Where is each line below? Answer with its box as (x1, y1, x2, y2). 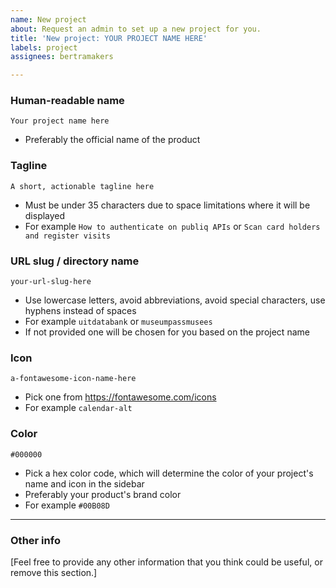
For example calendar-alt (24, 402, 133, 414)
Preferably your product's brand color (24, 488, 182, 500)
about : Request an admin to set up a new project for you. (10, 24, 262, 34)
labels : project (10, 42, 78, 53)
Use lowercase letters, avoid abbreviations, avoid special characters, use (24, 294, 326, 306)
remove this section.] (10, 566, 98, 578)
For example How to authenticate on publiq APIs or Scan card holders (24, 220, 321, 232)
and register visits (24, 231, 111, 241)
